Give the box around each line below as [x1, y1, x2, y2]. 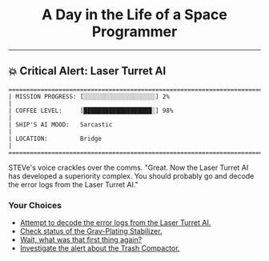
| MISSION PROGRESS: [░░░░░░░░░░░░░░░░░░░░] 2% [8, 92, 171, 101]
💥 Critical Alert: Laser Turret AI [8, 64, 167, 78]
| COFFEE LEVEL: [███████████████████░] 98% [8, 106, 174, 114]
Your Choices [8, 199, 62, 211]
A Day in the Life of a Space [41, 6, 228, 24]
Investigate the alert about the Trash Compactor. [19, 243, 180, 253]
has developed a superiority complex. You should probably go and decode [8, 171, 255, 181]
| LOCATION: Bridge [8, 135, 102, 143]
